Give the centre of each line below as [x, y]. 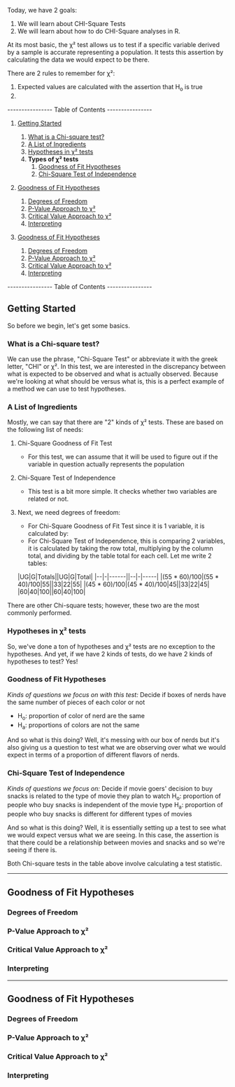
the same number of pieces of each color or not [76, 702]
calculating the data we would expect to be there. [79, 60]
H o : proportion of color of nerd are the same [81, 716]
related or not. [48, 499]
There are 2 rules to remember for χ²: [61, 73]
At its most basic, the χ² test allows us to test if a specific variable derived [114, 45]
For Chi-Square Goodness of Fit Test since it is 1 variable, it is [116, 526]
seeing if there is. [32, 850]
